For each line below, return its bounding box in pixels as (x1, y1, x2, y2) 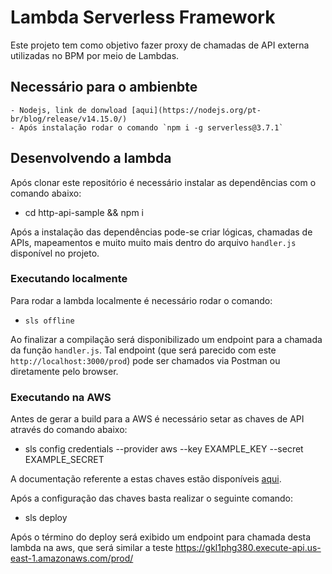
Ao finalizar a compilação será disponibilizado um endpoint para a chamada (10, 333, 323, 345)
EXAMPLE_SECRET (24, 454, 105, 466)
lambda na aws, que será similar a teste (10, 542, 174, 554)
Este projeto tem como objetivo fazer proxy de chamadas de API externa (10, 39, 310, 51)
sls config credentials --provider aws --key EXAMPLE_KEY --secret (24, 443, 304, 455)
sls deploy (24, 512, 68, 524)
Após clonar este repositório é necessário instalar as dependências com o (10, 176, 317, 188)
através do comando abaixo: (10, 424, 128, 436)
